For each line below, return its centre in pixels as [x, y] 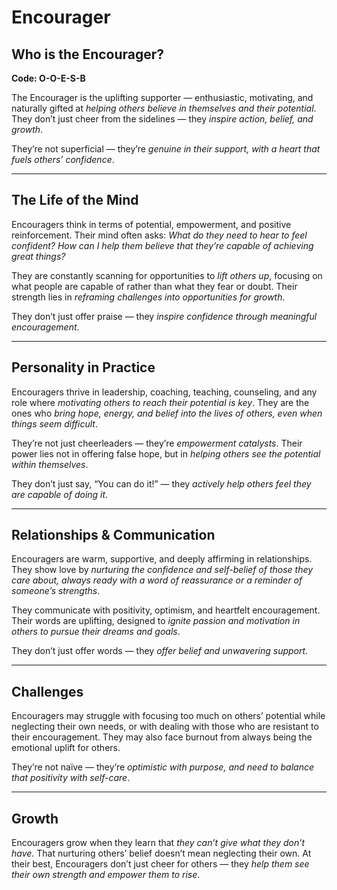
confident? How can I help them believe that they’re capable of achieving [162, 245]
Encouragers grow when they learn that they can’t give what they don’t [158, 843]
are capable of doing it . [60, 494]
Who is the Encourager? [88, 54]
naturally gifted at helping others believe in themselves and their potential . [164, 108]
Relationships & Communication [113, 535]
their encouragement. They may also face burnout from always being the [162, 737]
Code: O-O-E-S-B [48, 78]
